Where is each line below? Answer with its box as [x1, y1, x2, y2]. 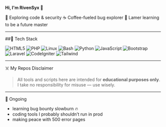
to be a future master [5, 22, 48, 27]
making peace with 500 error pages [12, 117, 85, 122]
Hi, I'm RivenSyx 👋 [5, 5, 43, 10]
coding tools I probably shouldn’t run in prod [12, 111, 103, 117]
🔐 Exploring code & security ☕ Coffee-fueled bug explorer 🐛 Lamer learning [5, 15, 160, 20]
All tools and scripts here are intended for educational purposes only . [17, 77, 161, 83]
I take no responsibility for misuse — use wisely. [17, 82, 116, 87]
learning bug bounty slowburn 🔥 [12, 106, 79, 111]
